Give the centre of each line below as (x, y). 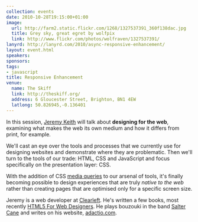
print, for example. (29, 134)
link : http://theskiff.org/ (46, 94)
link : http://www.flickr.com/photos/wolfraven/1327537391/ (86, 39)
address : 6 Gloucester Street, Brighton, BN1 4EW (74, 99)
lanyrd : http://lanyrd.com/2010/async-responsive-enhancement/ (86, 45)
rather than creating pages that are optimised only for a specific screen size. (99, 188)
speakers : (18, 56)
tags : (13, 66)
